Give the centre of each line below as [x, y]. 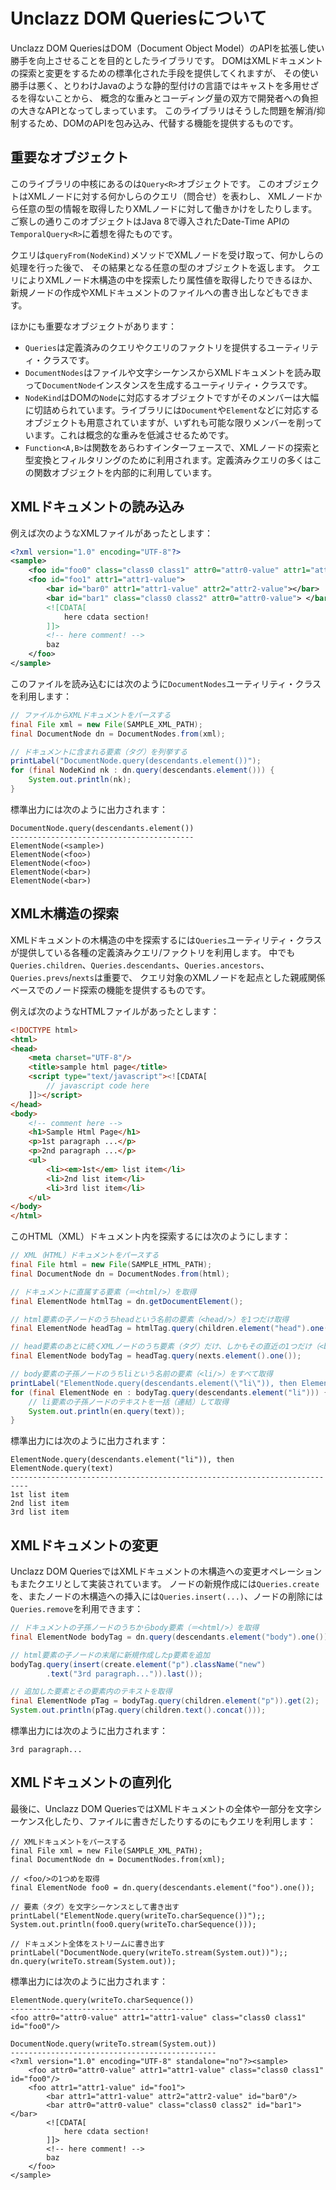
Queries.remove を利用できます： [77, 1609]
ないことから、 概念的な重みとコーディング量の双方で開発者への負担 [177, 98]
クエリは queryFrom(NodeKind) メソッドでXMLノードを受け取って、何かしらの [167, 255]
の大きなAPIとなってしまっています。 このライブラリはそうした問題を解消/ [163, 110]
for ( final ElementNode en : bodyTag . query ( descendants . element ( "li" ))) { [169, 1392]
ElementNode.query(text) [62, 1469]
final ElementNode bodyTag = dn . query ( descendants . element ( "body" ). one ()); [171, 1637]
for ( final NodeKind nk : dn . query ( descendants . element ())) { [142, 770]
